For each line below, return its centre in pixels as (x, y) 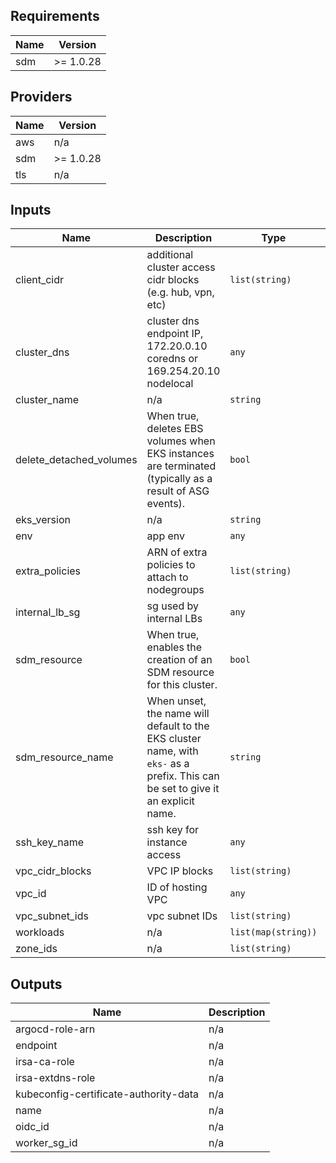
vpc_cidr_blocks (53, 871)
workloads (40, 932)
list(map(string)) (273, 932)
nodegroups (175, 590)
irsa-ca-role (45, 1062)
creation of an (179, 660)
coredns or (172, 359)
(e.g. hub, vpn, (180, 292)
